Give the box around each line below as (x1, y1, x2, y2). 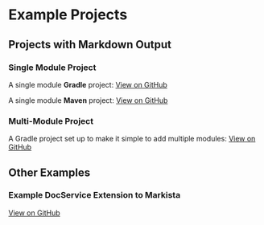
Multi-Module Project (8, 115, 94, 126)
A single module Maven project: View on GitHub (8, 95, 168, 105)
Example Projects (8, 6, 128, 24)
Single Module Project (8, 62, 97, 73)
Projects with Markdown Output (8, 38, 171, 51)
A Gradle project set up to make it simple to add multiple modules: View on (8, 134, 256, 144)
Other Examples (8, 166, 91, 179)
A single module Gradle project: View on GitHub (8, 80, 167, 89)
